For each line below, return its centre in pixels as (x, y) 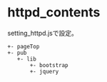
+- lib (27, 59)
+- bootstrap (49, 65)
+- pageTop (24, 46)
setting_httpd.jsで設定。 (43, 33)
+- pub (17, 53)
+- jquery (44, 71)
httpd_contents (54, 12)
